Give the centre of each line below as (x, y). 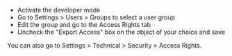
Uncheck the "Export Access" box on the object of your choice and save (121, 32)
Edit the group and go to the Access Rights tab (84, 25)
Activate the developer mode (59, 10)
